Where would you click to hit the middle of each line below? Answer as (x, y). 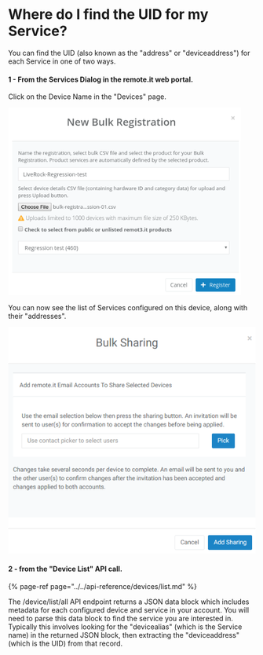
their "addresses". (37, 317)
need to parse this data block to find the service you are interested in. (121, 619)
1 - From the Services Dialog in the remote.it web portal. (101, 79)
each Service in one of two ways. (62, 61)
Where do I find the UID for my (108, 15)
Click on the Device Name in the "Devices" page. (87, 97)
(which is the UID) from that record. (66, 644)
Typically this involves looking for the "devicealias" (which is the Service (125, 627)
